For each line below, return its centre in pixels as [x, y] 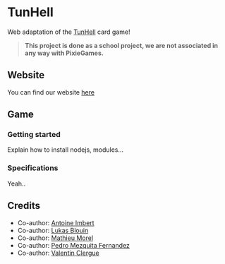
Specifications [33, 168]
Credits [24, 206]
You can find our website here [51, 92]
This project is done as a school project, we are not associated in [121, 45]
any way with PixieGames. [64, 53]
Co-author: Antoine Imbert [56, 222]
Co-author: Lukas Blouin [53, 230]
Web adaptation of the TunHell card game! [69, 32]
